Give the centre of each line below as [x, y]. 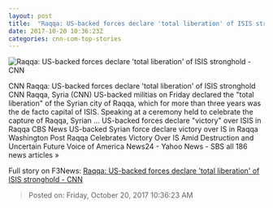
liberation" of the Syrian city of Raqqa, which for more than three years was [135, 103]
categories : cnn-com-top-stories [65, 39]
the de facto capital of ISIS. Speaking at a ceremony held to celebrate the [131, 112]
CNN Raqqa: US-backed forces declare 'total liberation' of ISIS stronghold [132, 86]
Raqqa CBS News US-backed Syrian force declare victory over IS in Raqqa [133, 129]
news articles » [34, 155]
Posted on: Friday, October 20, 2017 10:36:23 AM [110, 195]
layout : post [30, 16]
